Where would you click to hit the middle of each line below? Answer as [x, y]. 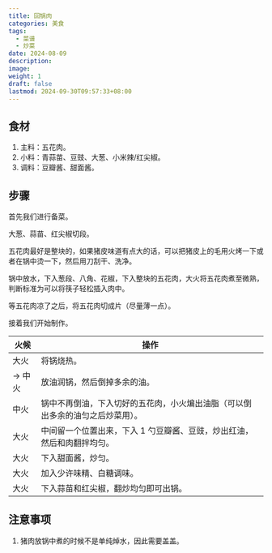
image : [19, 69]
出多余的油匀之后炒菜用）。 [92, 416]
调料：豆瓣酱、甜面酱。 [59, 168]
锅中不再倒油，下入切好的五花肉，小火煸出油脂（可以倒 [147, 403]
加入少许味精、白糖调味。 [90, 473]
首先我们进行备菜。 [40, 216]
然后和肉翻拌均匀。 [78, 443]
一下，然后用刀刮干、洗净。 [89, 261]
